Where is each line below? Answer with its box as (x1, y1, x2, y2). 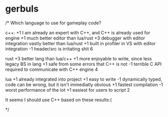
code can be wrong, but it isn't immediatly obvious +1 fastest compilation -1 (5, 82, 163, 88)
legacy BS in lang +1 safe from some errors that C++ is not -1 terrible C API (5, 61, 162, 67)
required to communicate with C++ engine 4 (5, 66, 98, 72)
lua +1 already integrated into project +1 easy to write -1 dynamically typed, (5, 76, 162, 82)
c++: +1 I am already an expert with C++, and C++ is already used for (5, 29, 151, 35)
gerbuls (5, 3, 39, 15)
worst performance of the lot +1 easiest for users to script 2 (5, 87, 130, 93)
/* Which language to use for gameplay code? (5, 20, 102, 26)
